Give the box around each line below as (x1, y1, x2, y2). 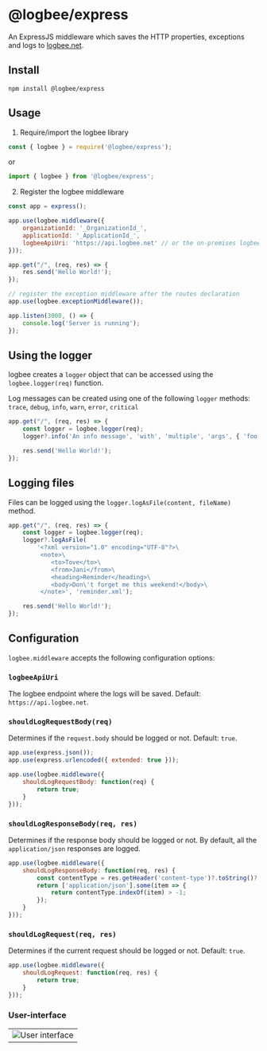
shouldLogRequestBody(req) (8, 717, 113, 727)
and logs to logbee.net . (8, 40, 84, 49)
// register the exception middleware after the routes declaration (8, 290, 240, 298)
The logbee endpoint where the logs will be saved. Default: (8, 689, 201, 699)
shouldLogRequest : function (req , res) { (22, 969, 158, 977)
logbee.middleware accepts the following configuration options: (8, 653, 215, 662)
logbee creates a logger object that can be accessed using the (8, 370, 214, 379)
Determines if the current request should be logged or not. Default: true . (8, 946, 246, 955)
